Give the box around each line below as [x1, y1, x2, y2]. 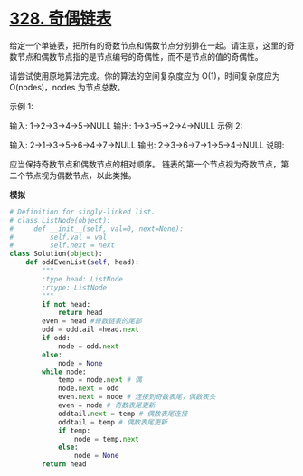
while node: [42, 367, 88, 376]
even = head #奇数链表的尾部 [42, 317, 142, 326]
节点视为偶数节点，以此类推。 [24, 169, 137, 181]
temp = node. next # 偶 [57, 376, 142, 385]
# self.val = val [9, 233, 107, 242]
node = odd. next [57, 341, 119, 351]
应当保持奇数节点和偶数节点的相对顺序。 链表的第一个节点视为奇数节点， [9, 158, 281, 169]
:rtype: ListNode [42, 282, 107, 292]
